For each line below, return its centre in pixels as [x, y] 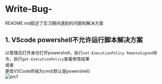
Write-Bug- [29, 9]
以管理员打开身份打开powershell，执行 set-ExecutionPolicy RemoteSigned [79, 53]
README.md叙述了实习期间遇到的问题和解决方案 [54, 23]
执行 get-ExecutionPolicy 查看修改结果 [52, 59]
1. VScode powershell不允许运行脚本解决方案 [74, 40]
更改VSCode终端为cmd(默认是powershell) [48, 71]
